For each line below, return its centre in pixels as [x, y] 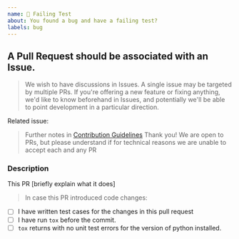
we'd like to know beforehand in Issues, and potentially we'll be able [125, 100]
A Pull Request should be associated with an [108, 56]
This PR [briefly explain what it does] [61, 184]
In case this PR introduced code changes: [86, 198]
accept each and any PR [61, 150]
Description [28, 168]
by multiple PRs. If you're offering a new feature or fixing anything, [122, 92]
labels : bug [25, 27]
